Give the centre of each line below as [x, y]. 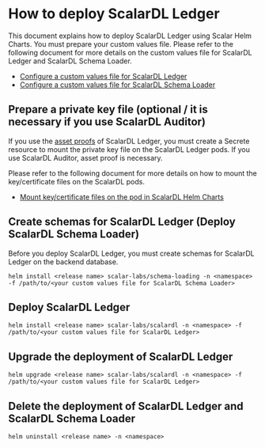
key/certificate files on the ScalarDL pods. [76, 181]
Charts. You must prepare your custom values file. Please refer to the [121, 44]
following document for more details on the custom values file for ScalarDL [130, 52]
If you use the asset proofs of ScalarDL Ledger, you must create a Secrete [129, 141]
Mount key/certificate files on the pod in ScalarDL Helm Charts [121, 197]
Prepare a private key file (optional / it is [108, 110]
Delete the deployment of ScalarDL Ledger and [126, 406]
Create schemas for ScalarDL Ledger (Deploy [122, 222]
